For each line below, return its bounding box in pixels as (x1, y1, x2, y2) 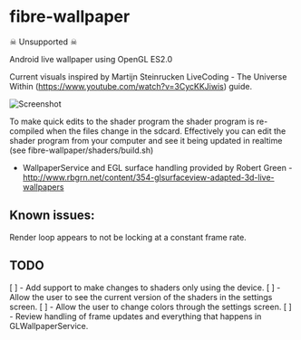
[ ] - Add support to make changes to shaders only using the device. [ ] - (9, 282, 281, 293)
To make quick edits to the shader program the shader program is (9, 116, 255, 127)
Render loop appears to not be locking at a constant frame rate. (9, 231, 247, 242)
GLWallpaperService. (9, 320, 89, 331)
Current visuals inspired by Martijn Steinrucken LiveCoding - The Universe (9, 71, 287, 82)
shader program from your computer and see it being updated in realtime (9, 135, 283, 146)
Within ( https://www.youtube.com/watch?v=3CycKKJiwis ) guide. (9, 80, 252, 91)
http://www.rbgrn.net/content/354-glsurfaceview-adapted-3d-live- (22, 172, 275, 183)
